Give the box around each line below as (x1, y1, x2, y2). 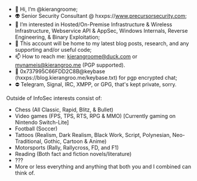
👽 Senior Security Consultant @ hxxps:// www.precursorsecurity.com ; (14, 13, 187, 19)
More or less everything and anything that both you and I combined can (14, 163, 192, 170)
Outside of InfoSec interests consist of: (6, 95, 103, 101)
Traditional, (14, 138, 43, 145)
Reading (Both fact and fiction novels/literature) (14, 151, 132, 157)
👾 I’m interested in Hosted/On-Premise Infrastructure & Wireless (14, 21, 173, 28)
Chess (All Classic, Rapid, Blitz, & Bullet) (14, 106, 113, 113)
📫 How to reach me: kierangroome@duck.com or (14, 53, 138, 60)
